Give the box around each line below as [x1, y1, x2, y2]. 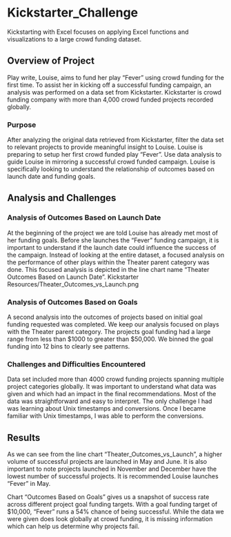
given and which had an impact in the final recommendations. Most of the [7, 390, 217, 398]
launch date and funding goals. [7, 173, 95, 181]
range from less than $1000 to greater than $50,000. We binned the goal [7, 335, 214, 343]
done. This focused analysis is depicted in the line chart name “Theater [7, 265, 210, 273]
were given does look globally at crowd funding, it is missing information [7, 515, 213, 523]
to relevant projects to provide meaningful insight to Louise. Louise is [7, 143, 203, 151]
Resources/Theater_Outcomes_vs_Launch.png [7, 280, 139, 288]
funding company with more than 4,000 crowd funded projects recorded [7, 95, 214, 104]
